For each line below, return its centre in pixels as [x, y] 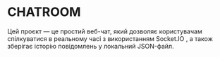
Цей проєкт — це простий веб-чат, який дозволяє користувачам [105, 31]
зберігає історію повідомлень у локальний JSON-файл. [91, 46]
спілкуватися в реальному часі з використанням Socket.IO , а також [110, 38]
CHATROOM [44, 12]
